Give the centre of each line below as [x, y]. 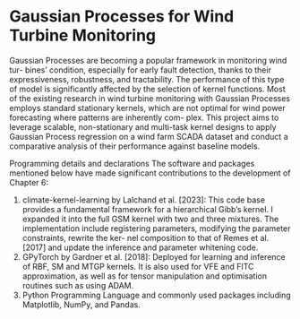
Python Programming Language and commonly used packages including [156, 295]
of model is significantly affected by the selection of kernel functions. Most [147, 89]
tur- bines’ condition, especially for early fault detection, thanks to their [140, 70]
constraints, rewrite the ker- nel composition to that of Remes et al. [146, 237]
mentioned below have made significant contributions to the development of [150, 173]
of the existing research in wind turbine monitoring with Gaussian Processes [150, 98]
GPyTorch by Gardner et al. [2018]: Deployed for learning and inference [154, 256]
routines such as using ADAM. [78, 285]
